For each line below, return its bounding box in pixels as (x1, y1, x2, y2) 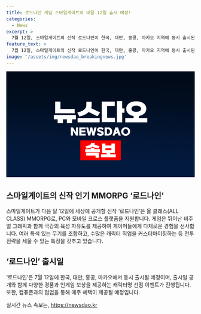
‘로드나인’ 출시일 (6, 257, 64, 267)
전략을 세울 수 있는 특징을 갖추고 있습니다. (6, 237, 103, 245)
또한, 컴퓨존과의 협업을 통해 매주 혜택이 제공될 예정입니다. (6, 288, 141, 295)
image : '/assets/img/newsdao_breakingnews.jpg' (6, 54, 127, 60)
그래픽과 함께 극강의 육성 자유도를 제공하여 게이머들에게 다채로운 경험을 (12, 222, 179, 230)
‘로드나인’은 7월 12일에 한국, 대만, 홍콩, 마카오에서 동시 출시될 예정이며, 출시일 (6, 273, 188, 281)
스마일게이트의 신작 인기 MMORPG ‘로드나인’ (6, 190, 165, 200)
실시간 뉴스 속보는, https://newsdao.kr (6, 301, 98, 308)
